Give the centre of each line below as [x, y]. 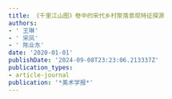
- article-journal [39, 75]
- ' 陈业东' [26, 46]
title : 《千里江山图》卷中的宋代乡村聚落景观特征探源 [86, 16]
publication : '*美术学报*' [51, 82]
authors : [23, 23]
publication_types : [41, 68]
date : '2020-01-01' [41, 53]
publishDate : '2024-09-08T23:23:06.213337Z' [84, 61]
